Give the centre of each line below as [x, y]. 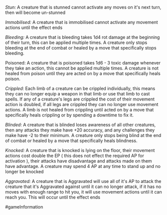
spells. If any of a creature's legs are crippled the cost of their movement [80, 99]
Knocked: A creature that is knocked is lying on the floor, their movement [80, 150]
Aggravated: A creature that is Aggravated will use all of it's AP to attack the [83, 181]
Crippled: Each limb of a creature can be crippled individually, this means [80, 88]
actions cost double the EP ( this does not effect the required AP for [75, 155]
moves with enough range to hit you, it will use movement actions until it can [83, 192]
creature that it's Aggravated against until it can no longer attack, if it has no [83, 186]
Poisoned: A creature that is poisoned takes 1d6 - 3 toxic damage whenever [83, 63]
